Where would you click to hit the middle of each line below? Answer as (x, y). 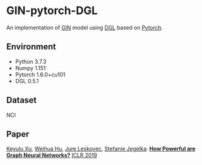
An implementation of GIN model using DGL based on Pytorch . (85, 28)
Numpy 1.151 (30, 68)
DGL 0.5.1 (27, 81)
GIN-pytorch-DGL (52, 11)
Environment (31, 47)
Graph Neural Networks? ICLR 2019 (52, 155)
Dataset (22, 101)
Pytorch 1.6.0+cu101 (40, 75)
